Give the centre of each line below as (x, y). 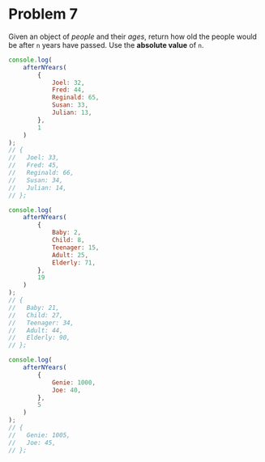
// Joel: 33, (34, 158)
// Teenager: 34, (41, 323)
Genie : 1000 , (73, 382)
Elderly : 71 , (73, 263)
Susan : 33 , (70, 105)
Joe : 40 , (66, 390)
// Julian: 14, (38, 188)
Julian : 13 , (72, 113)
